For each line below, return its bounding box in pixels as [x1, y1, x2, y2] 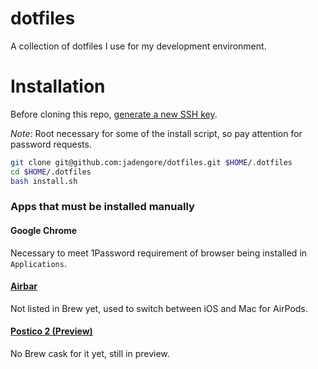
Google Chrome [10, 225, 78, 237]
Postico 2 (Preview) [10, 325, 93, 337]
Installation [10, 75, 106, 98]
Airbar [10, 280, 38, 292]
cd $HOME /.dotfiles [10, 167, 92, 177]
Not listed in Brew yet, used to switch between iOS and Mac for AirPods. [10, 302, 308, 314]
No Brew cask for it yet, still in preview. [10, 348, 170, 360]
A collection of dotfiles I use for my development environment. [10, 40, 267, 52]
